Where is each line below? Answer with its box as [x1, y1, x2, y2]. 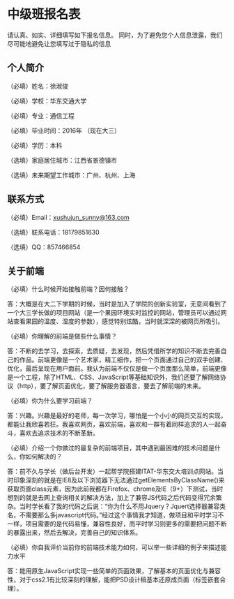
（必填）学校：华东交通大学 [7, 96, 87, 105]
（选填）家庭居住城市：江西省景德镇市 [7, 156, 117, 164]
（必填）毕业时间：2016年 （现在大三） [7, 126, 120, 135]
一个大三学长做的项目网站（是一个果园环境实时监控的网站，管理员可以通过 [7, 309, 221, 317]
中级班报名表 [7, 6, 81, 22]
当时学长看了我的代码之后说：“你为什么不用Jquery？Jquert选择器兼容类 [19, 502, 226, 510]
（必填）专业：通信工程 [7, 111, 75, 119]
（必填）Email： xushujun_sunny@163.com [7, 213, 130, 221]
